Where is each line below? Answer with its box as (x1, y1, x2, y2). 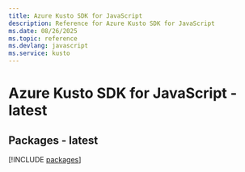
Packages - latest (8, 133, 99, 147)
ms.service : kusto (8, 49, 70, 57)
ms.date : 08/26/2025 (8, 27, 78, 35)
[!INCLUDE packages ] (8, 155, 82, 164)
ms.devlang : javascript (8, 42, 89, 50)
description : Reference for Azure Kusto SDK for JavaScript (8, 19, 216, 27)
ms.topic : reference (8, 34, 78, 43)
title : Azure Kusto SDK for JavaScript (8, 11, 143, 20)
